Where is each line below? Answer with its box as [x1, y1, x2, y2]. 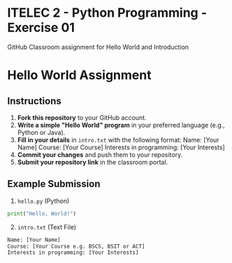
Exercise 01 [7, 20, 75, 36]
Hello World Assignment [7, 68, 152, 83]
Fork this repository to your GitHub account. [17, 113, 147, 121]
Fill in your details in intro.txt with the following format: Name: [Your [17, 135, 219, 144]
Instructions [7, 95, 61, 107]
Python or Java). [17, 128, 66, 137]
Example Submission [7, 178, 101, 190]
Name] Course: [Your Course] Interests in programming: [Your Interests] [17, 143, 225, 151]
